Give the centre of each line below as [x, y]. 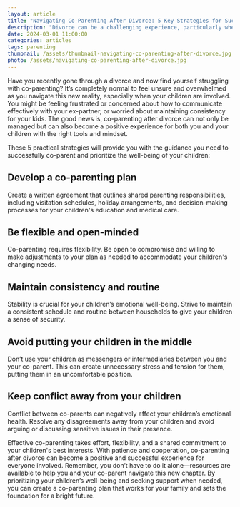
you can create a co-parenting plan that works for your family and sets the [117, 488]
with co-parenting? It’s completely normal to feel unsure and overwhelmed [117, 88]
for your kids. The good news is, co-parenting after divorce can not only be [118, 118]
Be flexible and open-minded [73, 232]
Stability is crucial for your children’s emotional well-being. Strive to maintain [120, 304]
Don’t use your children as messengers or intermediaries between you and [117, 359]
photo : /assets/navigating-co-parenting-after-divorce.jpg [97, 61]
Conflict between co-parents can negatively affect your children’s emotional [119, 414]
